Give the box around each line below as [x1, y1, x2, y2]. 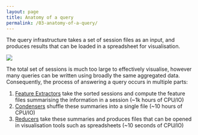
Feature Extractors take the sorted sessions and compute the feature [14, 90, 185, 97]
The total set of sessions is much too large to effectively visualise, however [6, 65, 192, 73]
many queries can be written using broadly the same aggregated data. [6, 72, 180, 79]
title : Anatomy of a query [6, 14, 74, 20]
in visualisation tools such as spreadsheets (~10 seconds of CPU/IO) [14, 122, 184, 129]
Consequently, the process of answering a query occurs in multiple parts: [6, 79, 188, 86]
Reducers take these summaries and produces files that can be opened [14, 115, 192, 123]
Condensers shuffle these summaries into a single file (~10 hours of [14, 103, 183, 110]
